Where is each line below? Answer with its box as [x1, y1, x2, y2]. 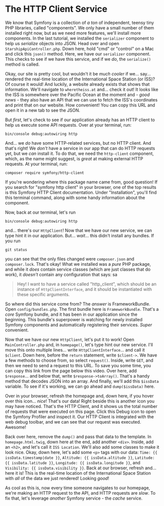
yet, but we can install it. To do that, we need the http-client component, [5, 151, 154, 156]
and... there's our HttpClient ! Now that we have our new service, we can [5, 227, 152, 233]
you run [5, 238, 21, 244]
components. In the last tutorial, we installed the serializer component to [5, 35, 154, 41]
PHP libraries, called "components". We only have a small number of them [5, 25, 154, 30]
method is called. [5, 61, 40, 67]
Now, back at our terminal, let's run [5, 209, 76, 215]
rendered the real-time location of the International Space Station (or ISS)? [5, 76, 155, 82]
